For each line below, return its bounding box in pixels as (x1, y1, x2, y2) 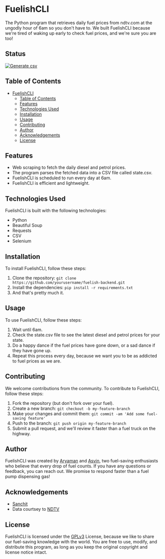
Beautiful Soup (12, 223, 43, 229)
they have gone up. (12, 347, 52, 353)
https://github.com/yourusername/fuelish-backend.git (12, 280, 125, 285)
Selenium (12, 238, 32, 244)
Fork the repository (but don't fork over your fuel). (12, 400, 114, 406)
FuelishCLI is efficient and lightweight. (12, 180, 90, 186)
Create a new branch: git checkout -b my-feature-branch (12, 405, 131, 411)
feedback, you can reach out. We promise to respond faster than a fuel (5, 468, 149, 474)
